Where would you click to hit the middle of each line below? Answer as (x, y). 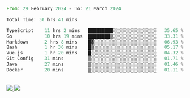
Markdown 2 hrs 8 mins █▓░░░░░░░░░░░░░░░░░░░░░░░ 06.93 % (95, 42)
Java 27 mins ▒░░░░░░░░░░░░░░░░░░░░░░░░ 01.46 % (95, 64)
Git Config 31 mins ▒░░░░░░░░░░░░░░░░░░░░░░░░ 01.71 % (95, 59)
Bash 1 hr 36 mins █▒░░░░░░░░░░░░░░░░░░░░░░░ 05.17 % (95, 47)
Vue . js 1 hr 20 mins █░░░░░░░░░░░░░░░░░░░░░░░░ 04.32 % (95, 53)
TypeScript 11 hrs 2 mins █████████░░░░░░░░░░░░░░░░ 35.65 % (95, 30)
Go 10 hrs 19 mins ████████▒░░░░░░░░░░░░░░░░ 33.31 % (95, 36)
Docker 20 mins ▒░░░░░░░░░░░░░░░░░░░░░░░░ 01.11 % (95, 70)
